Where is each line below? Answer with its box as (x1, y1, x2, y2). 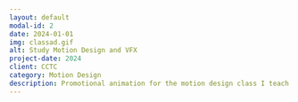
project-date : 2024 (9, 54, 82, 63)
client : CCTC (9, 63, 58, 72)
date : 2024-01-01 (9, 29, 74, 38)
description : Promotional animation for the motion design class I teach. (9, 79, 294, 88)
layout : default (9, 12, 70, 22)
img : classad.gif (9, 37, 74, 47)
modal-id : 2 (9, 21, 54, 30)
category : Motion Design (9, 71, 102, 80)
